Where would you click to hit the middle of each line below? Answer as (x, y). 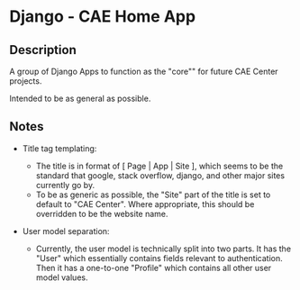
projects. (26, 81)
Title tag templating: (59, 148)
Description (43, 50)
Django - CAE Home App (103, 17)
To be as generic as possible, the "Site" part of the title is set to (153, 195)
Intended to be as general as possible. (80, 98)
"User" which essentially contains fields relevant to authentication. (159, 258)
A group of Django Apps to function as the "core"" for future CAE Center (144, 71)
